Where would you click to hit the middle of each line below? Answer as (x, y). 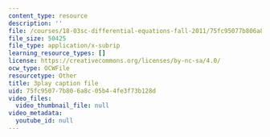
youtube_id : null (45, 121)
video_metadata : (35, 114)
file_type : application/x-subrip (64, 46)
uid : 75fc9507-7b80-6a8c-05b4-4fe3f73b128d (82, 91)
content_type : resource (48, 16)
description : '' (35, 23)
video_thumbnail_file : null (63, 106)
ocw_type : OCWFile (39, 68)
